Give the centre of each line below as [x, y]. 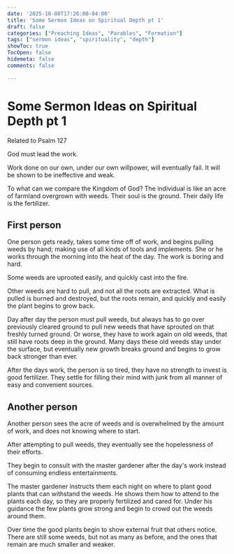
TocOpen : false [29, 53]
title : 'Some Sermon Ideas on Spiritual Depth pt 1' [86, 20]
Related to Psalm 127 [37, 140]
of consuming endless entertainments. [63, 473]
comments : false [31, 66]
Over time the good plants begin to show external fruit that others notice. [112, 530]
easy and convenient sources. [51, 385]
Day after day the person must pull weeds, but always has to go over [106, 320]
